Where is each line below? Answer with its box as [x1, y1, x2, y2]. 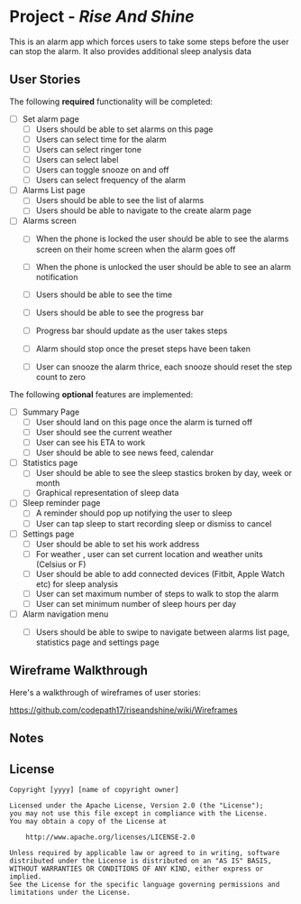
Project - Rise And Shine [9, 6, 196, 27]
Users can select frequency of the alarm [35, 174, 187, 186]
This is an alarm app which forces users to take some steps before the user [9, 36, 289, 47]
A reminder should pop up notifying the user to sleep [35, 508, 233, 518]
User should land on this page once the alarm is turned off [35, 416, 253, 427]
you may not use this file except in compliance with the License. [9, 809, 269, 818]
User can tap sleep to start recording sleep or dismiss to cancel [35, 517, 272, 529]
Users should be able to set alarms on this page [35, 124, 214, 135]
